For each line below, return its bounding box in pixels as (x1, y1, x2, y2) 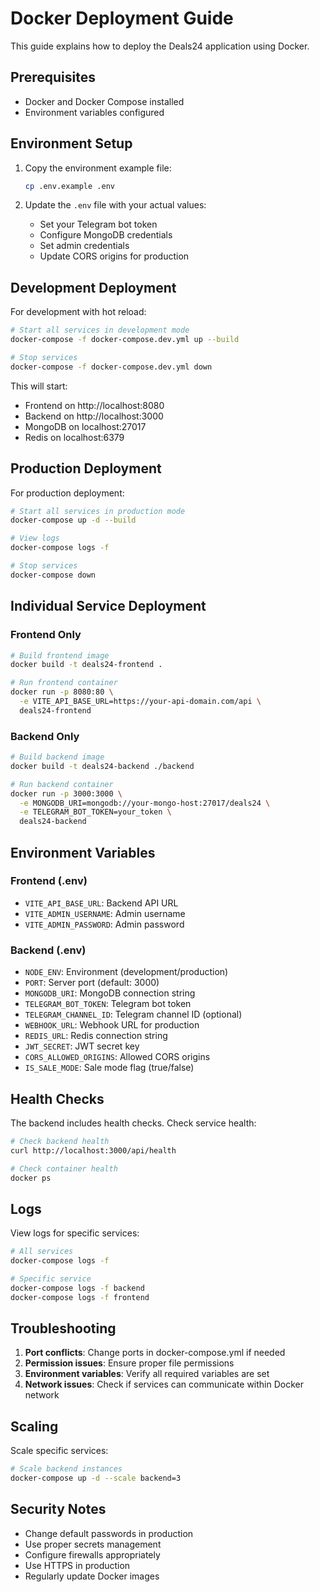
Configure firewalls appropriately (24, 1548, 161, 1561)
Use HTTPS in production (24, 1559, 131, 1571)
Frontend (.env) (10, 874, 88, 888)
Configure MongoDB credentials (39, 229, 173, 241)
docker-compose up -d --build (10, 515, 137, 526)
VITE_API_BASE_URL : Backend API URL (24, 897, 179, 909)
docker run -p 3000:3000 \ (10, 788, 123, 799)
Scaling (10, 1418, 59, 1435)
